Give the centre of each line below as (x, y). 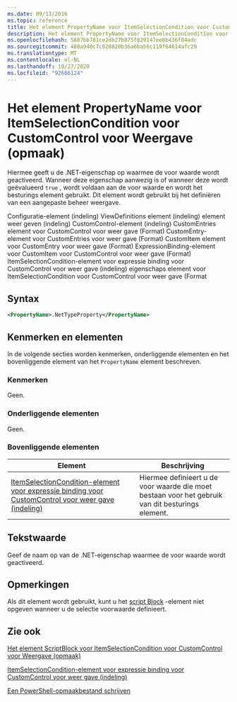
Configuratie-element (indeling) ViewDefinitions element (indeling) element (116, 216)
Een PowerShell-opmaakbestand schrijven (69, 691)
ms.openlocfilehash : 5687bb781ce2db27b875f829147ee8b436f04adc (102, 40)
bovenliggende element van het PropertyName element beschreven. (104, 361)
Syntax (23, 299)
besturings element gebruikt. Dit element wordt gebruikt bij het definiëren (114, 195)
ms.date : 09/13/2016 (38, 14)
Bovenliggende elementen (53, 447)
